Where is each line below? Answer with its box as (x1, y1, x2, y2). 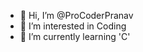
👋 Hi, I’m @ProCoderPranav (19, 10, 134, 21)
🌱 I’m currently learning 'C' (19, 31, 131, 42)
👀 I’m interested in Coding (19, 20, 127, 32)
